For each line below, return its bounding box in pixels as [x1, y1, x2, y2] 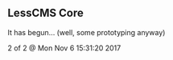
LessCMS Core [7, 6, 84, 20]
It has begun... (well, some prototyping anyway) [7, 27, 166, 37]
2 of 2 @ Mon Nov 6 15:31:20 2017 [7, 43, 122, 53]
